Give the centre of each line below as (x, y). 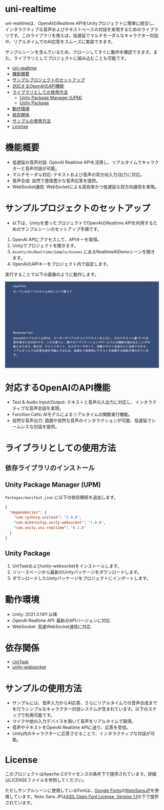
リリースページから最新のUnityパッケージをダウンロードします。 (77, 572)
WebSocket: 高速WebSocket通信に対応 (51, 626)
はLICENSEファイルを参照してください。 (46, 780)
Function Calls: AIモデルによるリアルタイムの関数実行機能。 (72, 415)
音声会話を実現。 (46, 408)
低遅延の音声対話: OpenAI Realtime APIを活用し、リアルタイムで (77, 162)
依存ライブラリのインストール (50, 468)
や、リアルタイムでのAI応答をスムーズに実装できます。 (60, 41)
